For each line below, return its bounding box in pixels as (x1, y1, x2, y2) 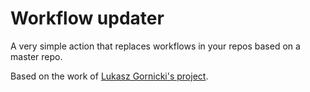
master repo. (10, 50, 63, 62)
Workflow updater (10, 7, 165, 30)
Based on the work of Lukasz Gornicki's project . (10, 70, 209, 82)
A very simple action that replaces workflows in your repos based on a (10, 40, 301, 52)
